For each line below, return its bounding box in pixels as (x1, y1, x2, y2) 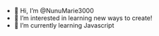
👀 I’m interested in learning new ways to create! (13, 14, 153, 22)
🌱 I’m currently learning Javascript (13, 21, 114, 29)
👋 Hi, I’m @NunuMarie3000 (13, 7, 94, 15)
